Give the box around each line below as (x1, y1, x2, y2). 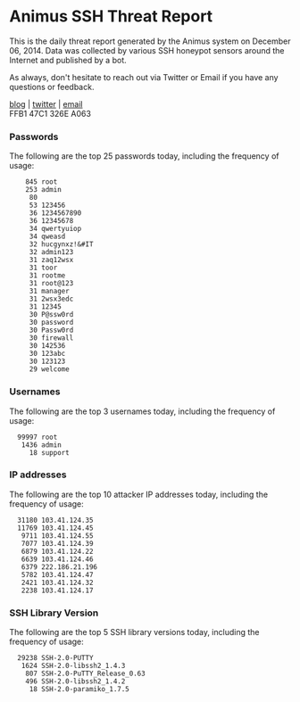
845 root (25, 178, 58, 186)
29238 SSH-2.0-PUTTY (17, 654, 94, 663)
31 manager (29, 287, 70, 296)
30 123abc (29, 350, 66, 359)
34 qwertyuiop (29, 225, 82, 234)
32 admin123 (29, 248, 74, 257)
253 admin (25, 186, 62, 194)
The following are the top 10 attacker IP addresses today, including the (9, 489, 269, 500)
